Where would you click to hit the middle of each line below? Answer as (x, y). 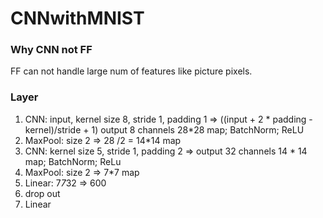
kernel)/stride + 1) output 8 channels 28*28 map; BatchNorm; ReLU (164, 129)
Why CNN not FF (51, 50)
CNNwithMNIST (77, 18)
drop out (42, 193)
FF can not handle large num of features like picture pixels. (131, 71)
